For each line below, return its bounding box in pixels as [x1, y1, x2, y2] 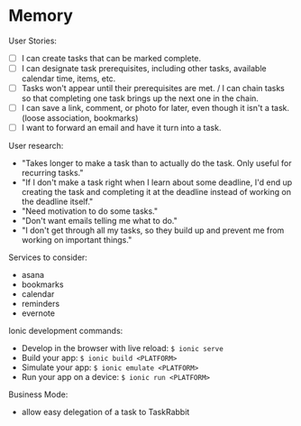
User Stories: [8, 35, 58, 46]
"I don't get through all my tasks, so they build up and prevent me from [21, 225, 285, 236]
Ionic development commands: [8, 326, 123, 337]
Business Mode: [8, 389, 68, 400]
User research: [8, 141, 64, 152]
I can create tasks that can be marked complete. [21, 52, 202, 63]
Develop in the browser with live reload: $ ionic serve [21, 343, 224, 354]
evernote [21, 308, 56, 319]
